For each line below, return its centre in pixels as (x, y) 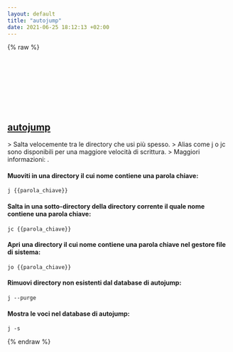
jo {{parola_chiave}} (39, 267)
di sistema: (24, 252)
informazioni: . (28, 160)
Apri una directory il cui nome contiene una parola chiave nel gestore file (116, 245)
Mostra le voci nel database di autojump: (69, 314)
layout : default (31, 14)
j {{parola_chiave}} (38, 191)
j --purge (22, 298)
